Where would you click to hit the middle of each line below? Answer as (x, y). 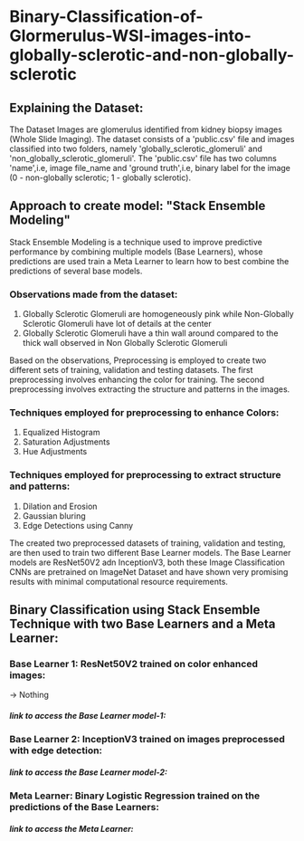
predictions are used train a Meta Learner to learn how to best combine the (149, 261)
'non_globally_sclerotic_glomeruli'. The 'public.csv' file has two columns (143, 158)
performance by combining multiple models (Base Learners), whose (136, 252)
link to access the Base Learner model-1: (88, 715)
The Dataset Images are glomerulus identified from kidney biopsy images (146, 129)
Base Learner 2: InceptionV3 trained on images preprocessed (147, 740)
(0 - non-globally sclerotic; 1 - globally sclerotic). (100, 177)
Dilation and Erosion (60, 506)
